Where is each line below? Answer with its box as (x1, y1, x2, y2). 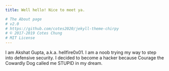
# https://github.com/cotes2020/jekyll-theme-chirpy (5, 26, 119, 31)
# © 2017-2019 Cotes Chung (5, 31, 62, 36)
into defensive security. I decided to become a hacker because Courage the (5, 55, 164, 61)
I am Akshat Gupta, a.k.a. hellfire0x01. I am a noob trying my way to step (5, 49, 156, 55)
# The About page (5, 16, 42, 22)
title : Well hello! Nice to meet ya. (5, 7, 85, 13)
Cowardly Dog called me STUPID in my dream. (5, 60, 103, 66)
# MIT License (5, 35, 36, 41)
